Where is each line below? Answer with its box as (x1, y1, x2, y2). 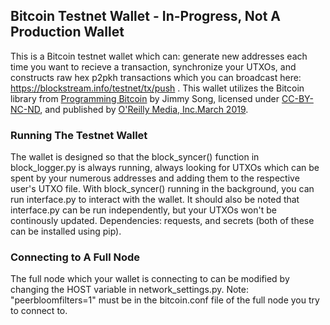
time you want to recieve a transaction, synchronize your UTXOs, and (10, 60, 297, 73)
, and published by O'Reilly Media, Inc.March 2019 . (39, 103, 249, 115)
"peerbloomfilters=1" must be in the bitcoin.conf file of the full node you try (10, 294, 320, 306)
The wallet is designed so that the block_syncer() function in (10, 151, 260, 163)
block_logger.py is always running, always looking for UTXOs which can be (10, 162, 320, 174)
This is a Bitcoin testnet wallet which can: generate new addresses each (10, 50, 308, 62)
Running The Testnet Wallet (10, 128, 148, 142)
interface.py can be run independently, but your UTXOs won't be (10, 204, 277, 216)
